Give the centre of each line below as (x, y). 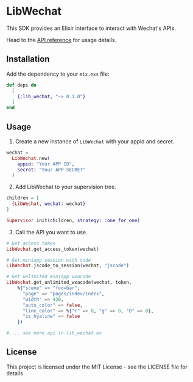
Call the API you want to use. (51, 232)
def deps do (21, 85)
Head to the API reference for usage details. (61, 40)
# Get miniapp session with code (49, 260)
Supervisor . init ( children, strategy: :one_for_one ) (73, 220)
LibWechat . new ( (31, 158)
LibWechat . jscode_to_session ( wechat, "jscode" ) (68, 266)
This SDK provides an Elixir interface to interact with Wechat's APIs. (91, 28)
